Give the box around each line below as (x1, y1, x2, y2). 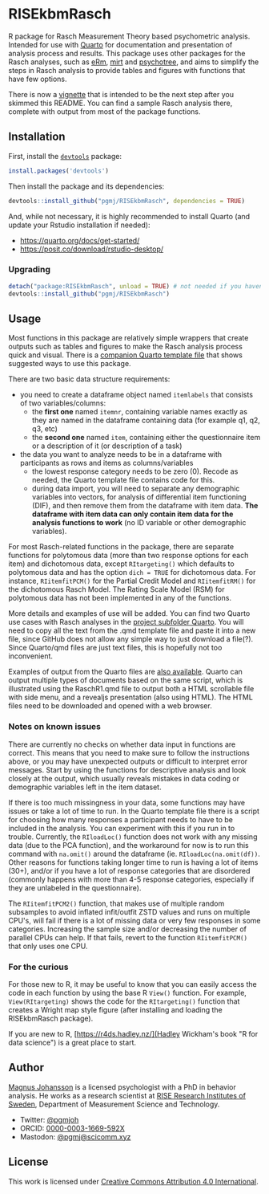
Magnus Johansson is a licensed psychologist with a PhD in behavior (8, 1082, 236, 1092)
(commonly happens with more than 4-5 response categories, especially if (8, 874, 255, 884)
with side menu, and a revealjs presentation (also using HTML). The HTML (8, 692, 254, 703)
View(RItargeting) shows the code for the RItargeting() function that (8, 996, 240, 1006)
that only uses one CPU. (8, 941, 88, 951)
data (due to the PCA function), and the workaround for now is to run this (8, 840, 250, 850)
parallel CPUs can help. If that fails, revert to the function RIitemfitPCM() (8, 932, 248, 942)
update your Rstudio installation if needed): (8, 220, 151, 230)
